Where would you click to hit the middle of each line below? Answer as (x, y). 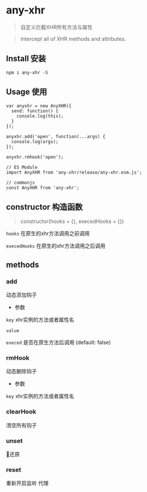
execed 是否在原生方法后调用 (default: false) (58, 342)
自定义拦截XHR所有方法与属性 (56, 27)
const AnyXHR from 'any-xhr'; (43, 188)
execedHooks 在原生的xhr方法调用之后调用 (56, 246)
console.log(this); (40, 116)
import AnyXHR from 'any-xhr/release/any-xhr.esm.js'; (74, 172)
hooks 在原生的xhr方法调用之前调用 (48, 233)
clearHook (21, 412)
